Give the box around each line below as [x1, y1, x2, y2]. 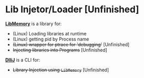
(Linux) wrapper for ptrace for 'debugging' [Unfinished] [12, 41, 130, 47]
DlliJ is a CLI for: [5, 56, 40, 63]
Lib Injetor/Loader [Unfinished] [5, 4, 139, 15]
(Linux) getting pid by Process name [12, 36, 89, 42]
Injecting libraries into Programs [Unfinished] [12, 47, 107, 53]
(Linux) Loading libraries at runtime [12, 30, 87, 36]
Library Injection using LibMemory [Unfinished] [12, 67, 109, 73]
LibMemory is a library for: [5, 21, 62, 27]
